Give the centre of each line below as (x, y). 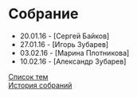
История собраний (40, 85)
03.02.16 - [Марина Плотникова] (74, 53)
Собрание (43, 14)
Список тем (28, 76)
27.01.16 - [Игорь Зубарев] (64, 44)
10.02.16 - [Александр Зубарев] (73, 61)
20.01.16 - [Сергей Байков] (65, 36)
